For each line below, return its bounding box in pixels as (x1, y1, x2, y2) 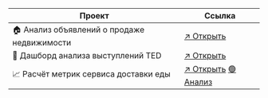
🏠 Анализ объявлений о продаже (12, 24, 145, 35)
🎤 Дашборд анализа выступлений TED (12, 50, 162, 61)
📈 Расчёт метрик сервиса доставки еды (12, 69, 171, 79)
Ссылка (204, 10, 236, 21)
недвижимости (12, 37, 72, 48)
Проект (79, 10, 109, 21)
